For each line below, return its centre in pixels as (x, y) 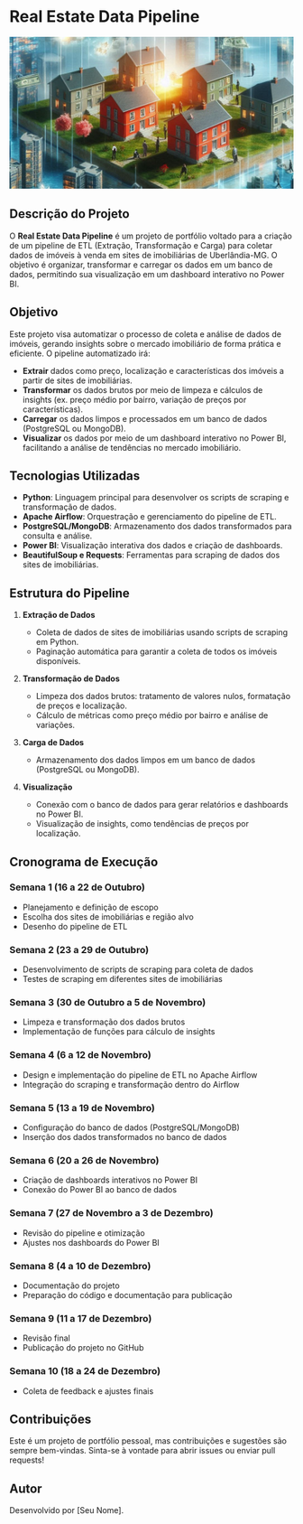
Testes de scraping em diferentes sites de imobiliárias (122, 979)
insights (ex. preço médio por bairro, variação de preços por (134, 399)
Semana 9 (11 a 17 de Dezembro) (81, 1318)
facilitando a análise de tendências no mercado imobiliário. (132, 447)
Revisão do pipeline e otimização (84, 1233)
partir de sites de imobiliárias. (77, 380)
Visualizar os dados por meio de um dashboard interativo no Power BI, (154, 438)
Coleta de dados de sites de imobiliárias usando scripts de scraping (162, 632)
